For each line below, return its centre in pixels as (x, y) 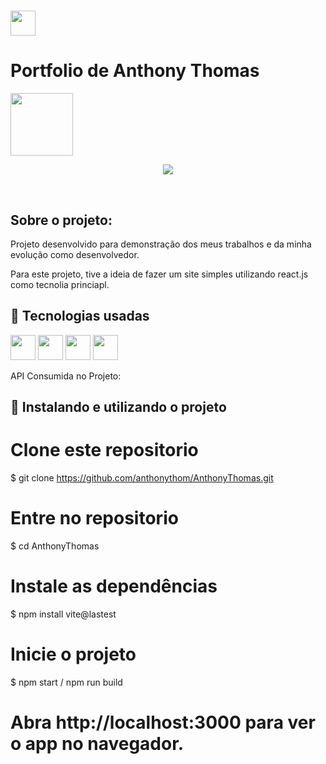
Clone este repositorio (104, 450)
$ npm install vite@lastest (63, 614)
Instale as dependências (114, 586)
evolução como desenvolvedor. (75, 254)
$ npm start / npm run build (66, 682)
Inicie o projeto (73, 654)
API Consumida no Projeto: (66, 376)
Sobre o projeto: (61, 220)
